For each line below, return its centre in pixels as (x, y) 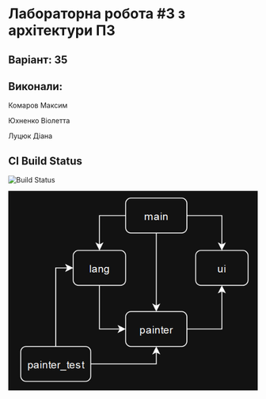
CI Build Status (46, 161)
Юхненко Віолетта (39, 121)
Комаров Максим (38, 105)
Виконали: (36, 87)
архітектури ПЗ (62, 30)
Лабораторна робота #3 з (97, 14)
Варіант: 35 (38, 60)
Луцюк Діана (30, 136)
